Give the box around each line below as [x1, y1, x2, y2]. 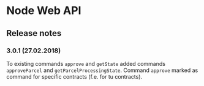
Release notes [6, 28, 62, 38]
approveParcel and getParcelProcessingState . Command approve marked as [6, 66, 198, 74]
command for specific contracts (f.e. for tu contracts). [6, 73, 143, 80]
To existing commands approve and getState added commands [6, 60, 165, 67]
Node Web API [6, 4, 81, 18]
